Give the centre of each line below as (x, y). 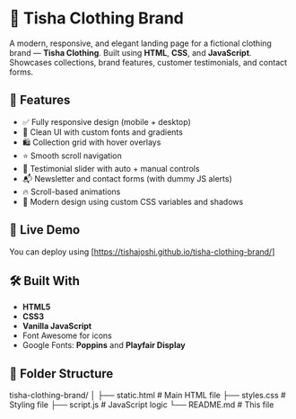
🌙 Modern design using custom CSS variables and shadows (133, 201)
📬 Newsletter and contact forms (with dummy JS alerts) (127, 178)
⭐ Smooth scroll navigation (72, 156)
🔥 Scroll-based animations (71, 192)
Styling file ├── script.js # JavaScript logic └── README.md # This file (142, 405)
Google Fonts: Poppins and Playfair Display (104, 345)
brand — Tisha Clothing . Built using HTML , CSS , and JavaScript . (131, 52)
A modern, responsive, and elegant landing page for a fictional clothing (140, 43)
